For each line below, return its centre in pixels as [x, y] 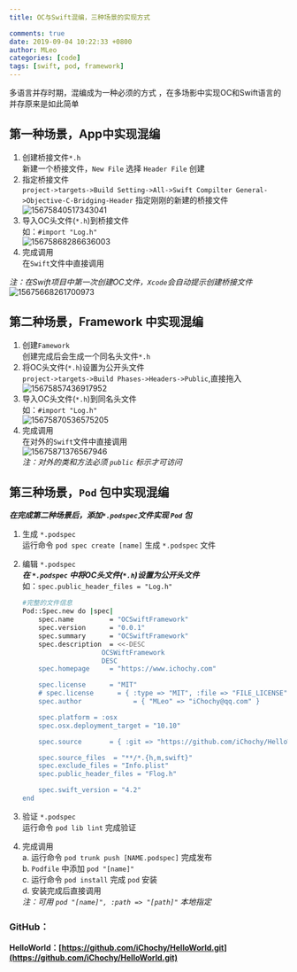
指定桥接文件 [45, 179]
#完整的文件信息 [47, 603]
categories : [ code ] [45, 58]
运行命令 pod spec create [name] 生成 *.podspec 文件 [119, 545]
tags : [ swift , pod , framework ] [67, 66]
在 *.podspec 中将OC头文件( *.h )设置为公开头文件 [111, 575]
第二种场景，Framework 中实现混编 [107, 322]
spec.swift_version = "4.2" [90, 790]
